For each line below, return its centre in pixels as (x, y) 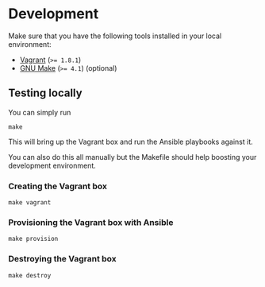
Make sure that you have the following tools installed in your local (115, 36)
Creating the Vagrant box (58, 186)
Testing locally (45, 93)
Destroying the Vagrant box (62, 259)
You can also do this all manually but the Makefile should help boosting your (132, 157)
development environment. (52, 165)
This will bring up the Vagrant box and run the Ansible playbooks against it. (131, 142)
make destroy (30, 275)
